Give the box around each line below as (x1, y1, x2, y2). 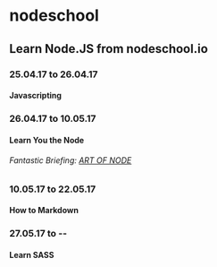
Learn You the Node (9, 134, 85, 145)
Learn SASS (9, 249, 54, 260)
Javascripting (9, 90, 63, 101)
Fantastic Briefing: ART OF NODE (9, 155, 132, 166)
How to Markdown (9, 205, 79, 216)
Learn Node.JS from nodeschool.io (9, 41, 208, 56)
